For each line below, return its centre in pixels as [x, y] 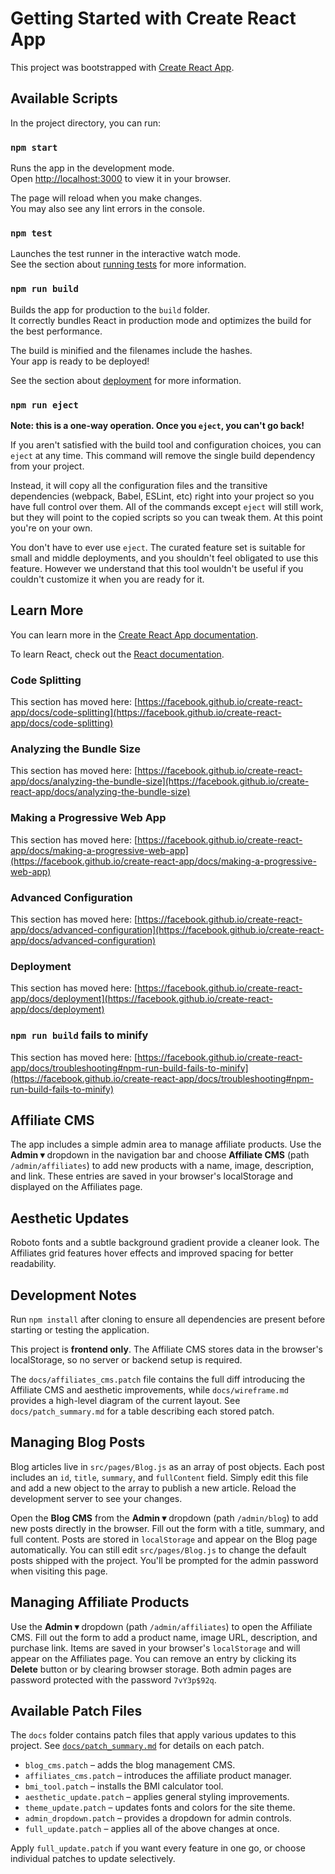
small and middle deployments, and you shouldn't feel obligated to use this [164, 558]
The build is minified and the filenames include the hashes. [131, 350]
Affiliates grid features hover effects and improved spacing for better [152, 1253]
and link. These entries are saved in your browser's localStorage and [152, 1176]
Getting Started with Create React [153, 18]
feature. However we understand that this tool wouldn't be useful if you [157, 568]
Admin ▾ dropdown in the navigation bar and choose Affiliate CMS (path [160, 1155]
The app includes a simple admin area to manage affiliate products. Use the [166, 1144]
